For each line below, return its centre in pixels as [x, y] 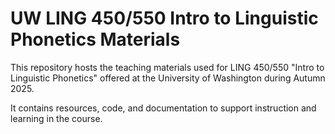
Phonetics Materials [95, 39]
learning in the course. [56, 118]
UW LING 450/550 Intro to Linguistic [164, 18]
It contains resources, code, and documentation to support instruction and [163, 108]
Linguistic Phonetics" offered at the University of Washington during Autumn [168, 78]
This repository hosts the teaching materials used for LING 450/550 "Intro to [167, 67]
